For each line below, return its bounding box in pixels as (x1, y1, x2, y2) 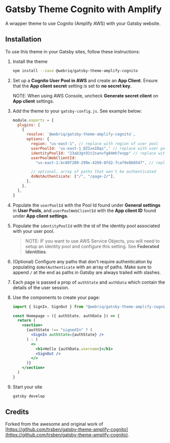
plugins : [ (17, 122, 41, 127)
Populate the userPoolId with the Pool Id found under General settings (12, 202, 161, 208)
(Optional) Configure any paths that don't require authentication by (12, 258, 152, 264)
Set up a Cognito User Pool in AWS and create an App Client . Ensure (12, 77, 158, 83)
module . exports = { (12, 118, 54, 123)
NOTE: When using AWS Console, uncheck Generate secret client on (12, 92, 159, 98)
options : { (26, 137, 50, 142)
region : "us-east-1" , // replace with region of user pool (31, 141, 159, 146)
